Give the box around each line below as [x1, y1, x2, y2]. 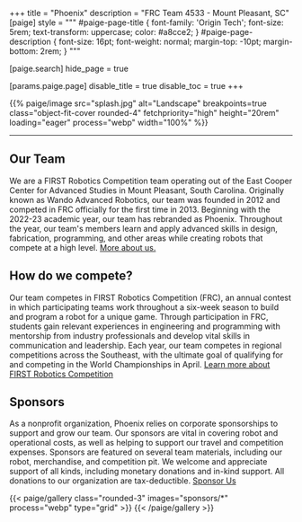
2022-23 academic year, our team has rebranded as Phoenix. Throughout [9, 213, 283, 224]
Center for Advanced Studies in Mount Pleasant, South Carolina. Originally [9, 184, 285, 196]
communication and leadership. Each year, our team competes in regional [9, 340, 282, 350]
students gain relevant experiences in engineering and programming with [9, 321, 280, 332]
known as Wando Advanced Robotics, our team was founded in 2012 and [9, 194, 280, 205]
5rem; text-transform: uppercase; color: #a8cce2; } [9, 27, 200, 37]
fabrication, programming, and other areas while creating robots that [9, 233, 263, 243]
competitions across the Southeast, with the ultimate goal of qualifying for [9, 349, 284, 360]
